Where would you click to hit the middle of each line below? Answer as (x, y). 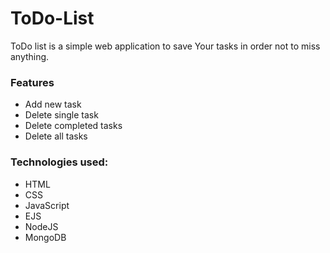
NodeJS (41, 226)
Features (32, 82)
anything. (30, 56)
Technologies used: (59, 162)
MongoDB (45, 237)
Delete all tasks (56, 136)
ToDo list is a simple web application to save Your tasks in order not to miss (165, 46)
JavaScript (47, 205)
